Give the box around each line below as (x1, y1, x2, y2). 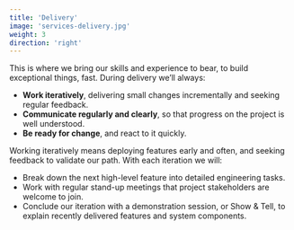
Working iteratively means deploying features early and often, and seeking (9, 146, 285, 156)
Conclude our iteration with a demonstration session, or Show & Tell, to (22, 201, 286, 212)
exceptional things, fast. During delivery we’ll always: (9, 73, 206, 84)
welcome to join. (22, 191, 84, 202)
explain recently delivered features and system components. (22, 210, 247, 221)
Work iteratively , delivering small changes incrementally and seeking (22, 90, 281, 101)
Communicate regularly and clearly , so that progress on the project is (22, 109, 285, 119)
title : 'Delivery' (9, 13, 78, 22)
